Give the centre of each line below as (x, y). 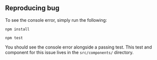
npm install (17, 29)
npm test (14, 38)
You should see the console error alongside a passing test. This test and (78, 47)
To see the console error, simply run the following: (56, 20)
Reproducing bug (32, 8)
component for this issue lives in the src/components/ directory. (69, 52)
